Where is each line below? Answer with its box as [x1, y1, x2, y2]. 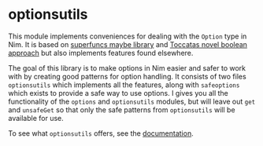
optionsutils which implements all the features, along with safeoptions [8, 80, 240, 89]
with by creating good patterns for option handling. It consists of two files [8, 71, 246, 81]
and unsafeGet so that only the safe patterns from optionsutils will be [8, 104, 235, 115]
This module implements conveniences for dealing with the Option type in [8, 31, 247, 41]
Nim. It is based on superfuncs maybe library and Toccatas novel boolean [8, 39, 248, 49]
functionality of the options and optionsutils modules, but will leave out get [8, 97, 256, 106]
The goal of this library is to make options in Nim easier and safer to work [8, 63, 246, 72]
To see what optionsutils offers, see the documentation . [8, 128, 194, 138]
